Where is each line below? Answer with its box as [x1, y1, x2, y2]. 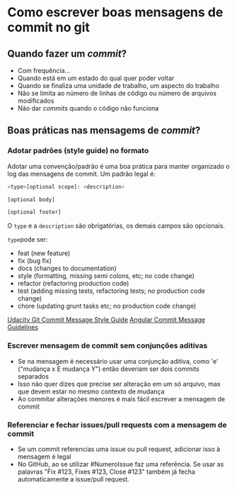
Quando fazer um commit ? [7, 48, 127, 60]
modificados [17, 96, 54, 105]
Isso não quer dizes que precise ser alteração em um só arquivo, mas [17, 379, 221, 388]
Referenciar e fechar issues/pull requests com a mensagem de [7, 420, 227, 430]
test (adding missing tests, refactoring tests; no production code [17, 286, 205, 295]
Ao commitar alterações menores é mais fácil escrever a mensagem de [17, 394, 225, 403]
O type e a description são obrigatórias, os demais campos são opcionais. [7, 221, 225, 230]
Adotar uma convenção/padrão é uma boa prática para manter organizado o [7, 162, 230, 170]
